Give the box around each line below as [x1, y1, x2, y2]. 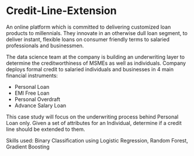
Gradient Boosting [6, 143, 50, 150]
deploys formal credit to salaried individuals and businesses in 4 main [6, 65, 174, 72]
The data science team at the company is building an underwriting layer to [6, 53, 185, 60]
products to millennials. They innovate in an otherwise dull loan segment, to [6, 29, 188, 36]
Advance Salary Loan [14, 102, 67, 109]
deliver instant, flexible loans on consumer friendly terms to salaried [6, 36, 170, 43]
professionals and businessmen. [6, 42, 84, 49]
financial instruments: [6, 72, 58, 79]
